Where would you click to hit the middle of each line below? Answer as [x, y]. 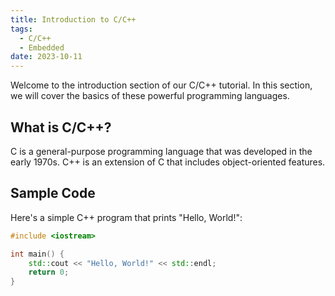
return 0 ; [49, 272]
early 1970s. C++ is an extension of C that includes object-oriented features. [168, 162]
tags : [21, 29]
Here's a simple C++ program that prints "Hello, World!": [126, 217]
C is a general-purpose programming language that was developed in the [161, 151]
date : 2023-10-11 [46, 57]
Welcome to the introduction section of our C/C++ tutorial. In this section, [161, 85]
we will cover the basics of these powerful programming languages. [150, 96]
